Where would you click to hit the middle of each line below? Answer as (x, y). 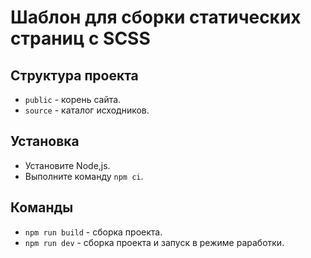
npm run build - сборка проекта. (93, 232)
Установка (45, 141)
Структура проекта (74, 75)
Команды (42, 207)
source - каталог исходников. (87, 110)
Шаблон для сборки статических (156, 17)
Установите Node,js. (67, 165)
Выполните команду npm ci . (84, 176)
